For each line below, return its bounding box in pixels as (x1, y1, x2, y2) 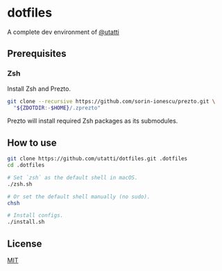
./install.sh (7, 218, 45, 226)
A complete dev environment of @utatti (7, 28, 119, 36)
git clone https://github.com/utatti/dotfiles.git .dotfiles (7, 155, 188, 162)
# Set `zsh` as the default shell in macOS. (7, 174, 138, 181)
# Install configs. (7, 212, 64, 219)
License (7, 238, 42, 250)
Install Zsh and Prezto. (7, 85, 71, 93)
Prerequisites (7, 48, 67, 60)
